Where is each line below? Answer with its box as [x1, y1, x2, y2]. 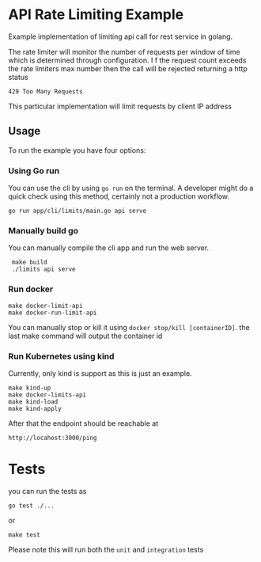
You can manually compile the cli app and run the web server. [8, 243, 210, 253]
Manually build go [8, 225, 79, 236]
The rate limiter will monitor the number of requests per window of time [8, 47, 240, 56]
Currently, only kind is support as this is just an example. [8, 368, 192, 378]
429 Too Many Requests [8, 87, 83, 96]
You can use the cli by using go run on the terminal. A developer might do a [8, 184, 254, 193]
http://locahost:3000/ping [8, 434, 97, 442]
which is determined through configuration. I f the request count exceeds [8, 55, 247, 65]
